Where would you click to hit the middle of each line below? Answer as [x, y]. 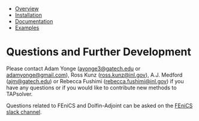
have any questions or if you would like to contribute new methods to [91, 87]
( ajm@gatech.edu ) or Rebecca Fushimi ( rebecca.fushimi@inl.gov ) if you [95, 81]
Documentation [34, 21]
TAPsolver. [19, 94]
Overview [27, 9]
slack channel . [24, 112]
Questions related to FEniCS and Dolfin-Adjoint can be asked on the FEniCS [99, 105]
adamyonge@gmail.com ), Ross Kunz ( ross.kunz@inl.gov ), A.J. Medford [94, 75]
